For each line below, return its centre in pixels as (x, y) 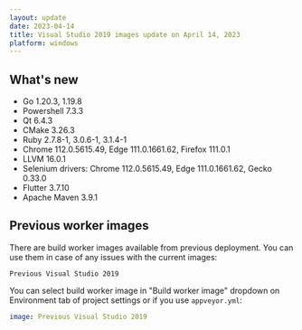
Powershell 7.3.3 (53, 111)
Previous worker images (79, 226)
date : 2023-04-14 (42, 26)
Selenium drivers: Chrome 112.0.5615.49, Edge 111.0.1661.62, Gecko (147, 169)
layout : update (38, 18)
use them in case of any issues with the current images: (113, 257)
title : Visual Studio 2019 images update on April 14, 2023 (125, 34)
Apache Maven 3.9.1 (60, 198)
